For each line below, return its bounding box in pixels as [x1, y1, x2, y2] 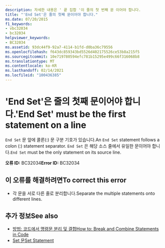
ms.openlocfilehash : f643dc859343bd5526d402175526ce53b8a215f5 [5, 49, 140, 54]
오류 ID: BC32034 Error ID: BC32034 [5, 160, 80, 166]
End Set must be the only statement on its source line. [10, 149, 121, 155]
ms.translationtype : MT [5, 59, 55, 64]
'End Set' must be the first [15, 108, 126, 120]
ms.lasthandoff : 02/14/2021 [5, 68, 64, 73]
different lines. [12, 196, 42, 202]
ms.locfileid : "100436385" [5, 73, 61, 78]
